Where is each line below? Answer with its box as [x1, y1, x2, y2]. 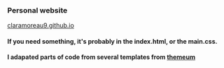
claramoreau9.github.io [7, 22, 75, 30]
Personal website [7, 6, 68, 15]
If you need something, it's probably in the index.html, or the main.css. [7, 37, 218, 45]
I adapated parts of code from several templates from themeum [7, 53, 196, 61]
